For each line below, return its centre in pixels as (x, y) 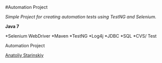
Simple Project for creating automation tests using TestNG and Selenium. (81, 17)
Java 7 (12, 26)
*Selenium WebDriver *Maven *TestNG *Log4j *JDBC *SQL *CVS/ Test (81, 36)
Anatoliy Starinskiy (25, 55)
